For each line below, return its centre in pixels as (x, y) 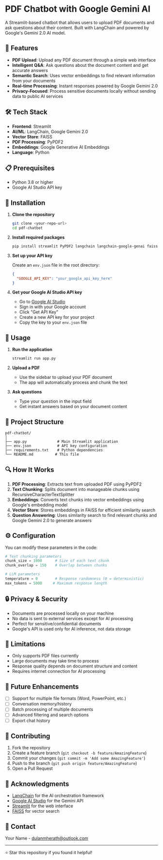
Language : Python (31, 152)
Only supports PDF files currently (45, 656)
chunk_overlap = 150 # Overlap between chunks (56, 566)
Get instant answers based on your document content (73, 407)
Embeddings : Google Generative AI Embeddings (61, 147)
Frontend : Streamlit (32, 126)
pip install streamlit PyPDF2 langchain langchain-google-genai (78, 246)
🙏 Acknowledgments (37, 784)
